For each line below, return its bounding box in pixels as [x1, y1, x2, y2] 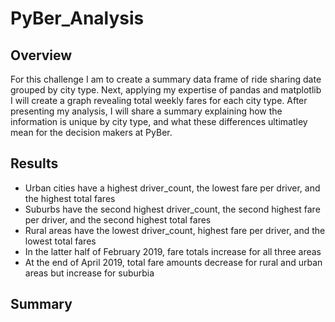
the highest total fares [24, 192, 116, 204]
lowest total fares [24, 235, 97, 247]
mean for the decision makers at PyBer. [10, 127, 173, 138]
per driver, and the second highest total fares [24, 213, 212, 226]
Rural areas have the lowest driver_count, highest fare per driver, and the [24, 224, 326, 236]
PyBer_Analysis [10, 7, 145, 30]
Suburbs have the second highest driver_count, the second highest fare [24, 203, 321, 215]
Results [10, 155, 59, 172]
